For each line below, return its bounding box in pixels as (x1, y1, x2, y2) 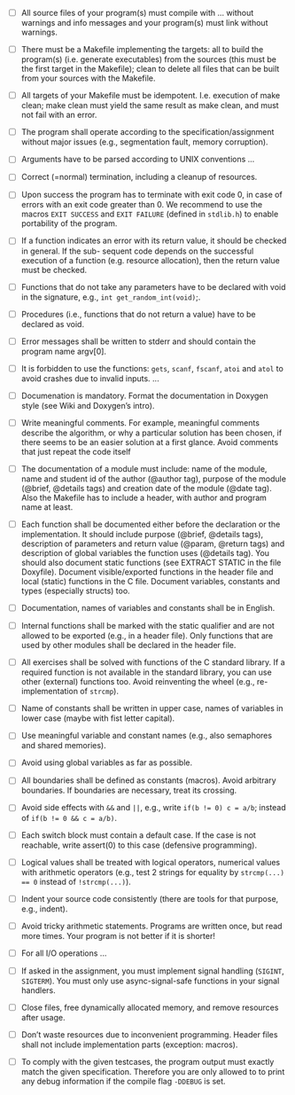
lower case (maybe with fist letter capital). (20, 713, 175, 723)
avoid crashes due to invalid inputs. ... (20, 372, 160, 384)
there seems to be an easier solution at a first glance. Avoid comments (20, 436, 279, 447)
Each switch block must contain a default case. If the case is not (20, 829, 256, 841)
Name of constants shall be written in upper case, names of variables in (20, 703, 283, 714)
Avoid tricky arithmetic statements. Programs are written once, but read (20, 920, 283, 931)
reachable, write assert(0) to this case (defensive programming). (20, 840, 258, 850)
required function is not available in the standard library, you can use (20, 667, 272, 677)
